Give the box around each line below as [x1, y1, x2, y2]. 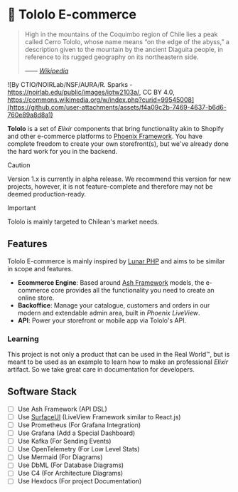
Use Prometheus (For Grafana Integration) [17, 420, 141, 429]
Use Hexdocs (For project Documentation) [17, 477, 142, 486]
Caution [7, 160, 31, 169]
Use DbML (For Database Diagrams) [17, 461, 124, 469]
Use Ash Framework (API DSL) [17, 404, 108, 413]
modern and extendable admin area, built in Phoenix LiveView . [17, 308, 200, 317]
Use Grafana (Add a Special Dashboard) [17, 429, 136, 437]
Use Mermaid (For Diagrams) [17, 453, 103, 461]
